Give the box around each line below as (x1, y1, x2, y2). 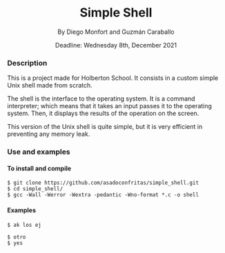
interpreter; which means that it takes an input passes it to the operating (7, 102, 213, 110)
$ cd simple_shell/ (7, 185, 63, 192)
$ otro (7, 233, 26, 241)
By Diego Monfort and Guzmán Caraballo (57, 28, 175, 36)
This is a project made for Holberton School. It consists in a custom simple (7, 74, 219, 82)
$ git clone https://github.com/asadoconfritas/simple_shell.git (7, 179, 199, 187)
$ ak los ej (7, 221, 41, 228)
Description (7, 58, 48, 68)
